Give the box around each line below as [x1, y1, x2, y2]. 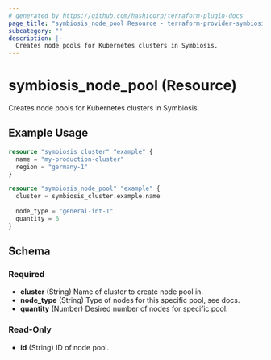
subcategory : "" [8, 27, 63, 35]
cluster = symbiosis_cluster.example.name [15, 192, 161, 201]
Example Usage [8, 126, 89, 140]
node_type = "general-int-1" [15, 207, 114, 215]
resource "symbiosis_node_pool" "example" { [8, 184, 161, 193]
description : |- [8, 34, 63, 43]
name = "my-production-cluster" [15, 155, 125, 163]
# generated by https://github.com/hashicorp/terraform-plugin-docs [8, 11, 244, 20]
